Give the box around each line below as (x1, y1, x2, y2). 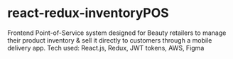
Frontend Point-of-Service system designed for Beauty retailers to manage (7, 28, 227, 37)
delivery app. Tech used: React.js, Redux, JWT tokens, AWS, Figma (7, 43, 205, 52)
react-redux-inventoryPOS (7, 5, 169, 21)
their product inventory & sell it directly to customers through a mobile (7, 36, 212, 44)
